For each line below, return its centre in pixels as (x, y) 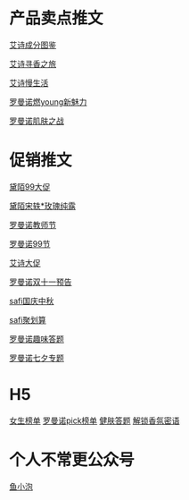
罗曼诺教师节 (33, 225)
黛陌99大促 (30, 186)
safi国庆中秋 (32, 301)
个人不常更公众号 (72, 460)
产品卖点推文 (57, 18)
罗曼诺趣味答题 (37, 339)
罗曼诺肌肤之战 (37, 121)
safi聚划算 (28, 319)
